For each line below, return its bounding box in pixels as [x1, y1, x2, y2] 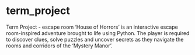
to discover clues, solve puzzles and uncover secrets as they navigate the [6, 36, 184, 43]
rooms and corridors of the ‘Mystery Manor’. [6, 42, 113, 49]
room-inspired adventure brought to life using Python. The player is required [6, 29, 190, 36]
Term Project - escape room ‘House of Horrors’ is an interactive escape [6, 23, 178, 30]
